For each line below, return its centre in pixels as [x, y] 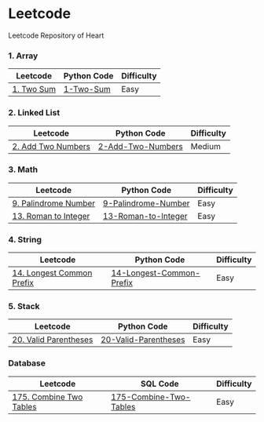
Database [27, 363]
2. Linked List [34, 113]
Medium [206, 146]
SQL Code [159, 384]
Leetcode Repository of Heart [56, 35]
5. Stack [24, 307]
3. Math [23, 169]
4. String [25, 239]
